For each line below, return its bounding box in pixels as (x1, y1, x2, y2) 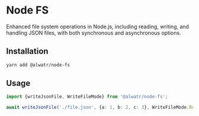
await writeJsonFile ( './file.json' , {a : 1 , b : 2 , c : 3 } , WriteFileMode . (6, 104, 190, 111)
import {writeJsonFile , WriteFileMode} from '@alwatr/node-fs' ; (6, 94, 168, 100)
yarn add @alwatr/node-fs (6, 62, 70, 68)
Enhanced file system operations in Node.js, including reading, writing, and (6, 23, 190, 30)
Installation (6, 47, 49, 57)
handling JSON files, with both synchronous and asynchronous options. (6, 29, 182, 36)
